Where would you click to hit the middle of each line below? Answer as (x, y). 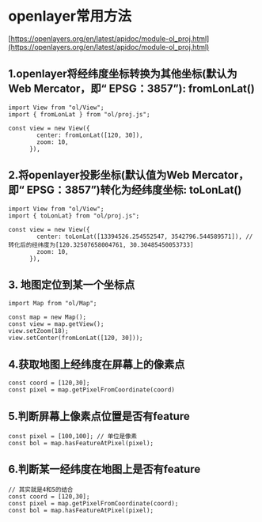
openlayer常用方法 (70, 16)
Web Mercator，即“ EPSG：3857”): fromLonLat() (131, 89)
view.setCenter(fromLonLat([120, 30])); (76, 338)
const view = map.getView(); (56, 324)
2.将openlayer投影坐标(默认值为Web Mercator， (129, 175)
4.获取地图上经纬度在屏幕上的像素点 (97, 364)
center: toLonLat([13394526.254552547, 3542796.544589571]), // (145, 236)
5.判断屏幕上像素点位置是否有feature (99, 416)
